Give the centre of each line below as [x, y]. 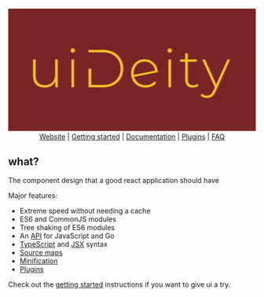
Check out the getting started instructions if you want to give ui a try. [119, 284]
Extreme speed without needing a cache [85, 211]
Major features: [33, 196]
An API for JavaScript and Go [67, 236]
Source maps [41, 253]
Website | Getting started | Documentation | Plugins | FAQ [132, 137]
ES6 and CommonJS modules [68, 219]
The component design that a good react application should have [114, 181]
